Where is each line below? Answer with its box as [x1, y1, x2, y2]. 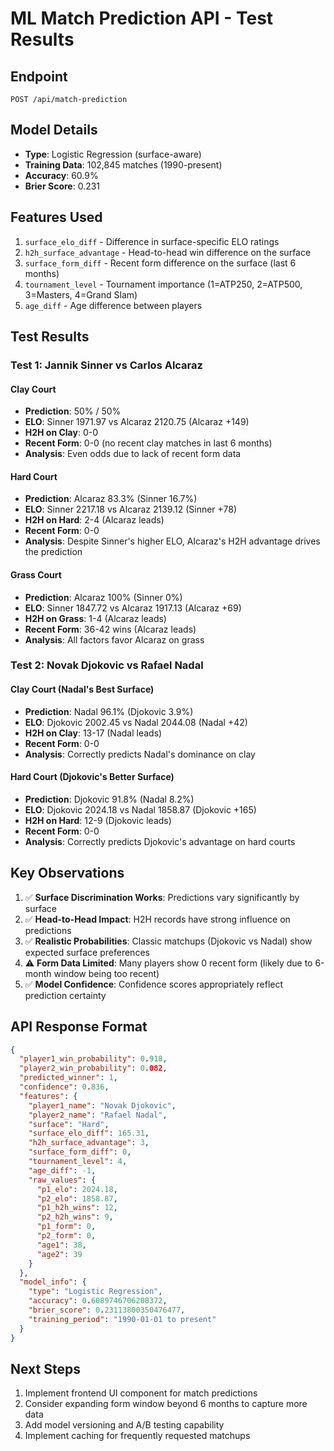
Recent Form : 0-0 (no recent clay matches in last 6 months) [24, 437, 273, 449]
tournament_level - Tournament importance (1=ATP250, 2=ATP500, [24, 278, 303, 290]
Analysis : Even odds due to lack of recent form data [24, 448, 242, 460]
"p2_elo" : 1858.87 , [36, 1193, 118, 1204]
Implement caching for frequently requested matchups [24, 1430, 251, 1442]
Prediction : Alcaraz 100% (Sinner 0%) [24, 591, 183, 603]
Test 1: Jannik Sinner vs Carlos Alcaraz [10, 358, 203, 372]
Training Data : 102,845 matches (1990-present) [24, 158, 223, 171]
